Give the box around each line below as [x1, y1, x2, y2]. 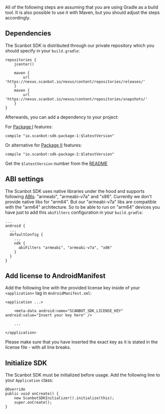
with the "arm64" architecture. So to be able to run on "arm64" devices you [5, 204, 160, 210]
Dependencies [5, 29, 51, 38]
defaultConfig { [9, 232, 43, 237]
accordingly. [5, 15, 31, 20]
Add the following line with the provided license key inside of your [5, 285, 140, 291]
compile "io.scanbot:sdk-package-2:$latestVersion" [5, 151, 114, 156]
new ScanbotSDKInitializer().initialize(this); [14, 396, 114, 401]
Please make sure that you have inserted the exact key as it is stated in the [5, 339, 158, 345]
